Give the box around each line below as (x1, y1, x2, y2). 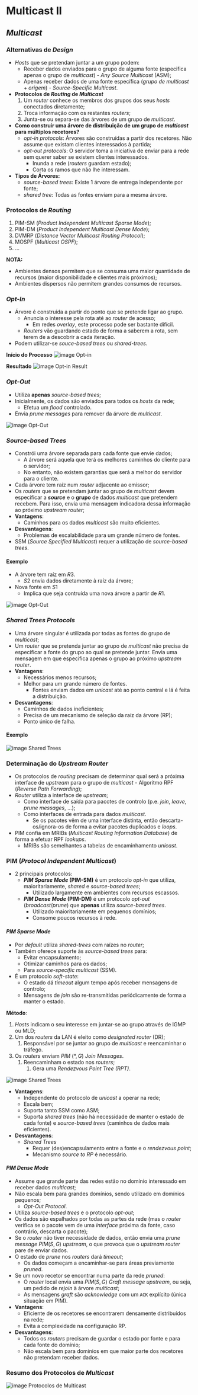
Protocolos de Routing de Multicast (14, 90, 103, 97)
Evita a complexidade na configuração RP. (23, 1322, 127, 1329)
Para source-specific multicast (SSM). (23, 966, 117, 973)
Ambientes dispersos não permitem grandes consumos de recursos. (14, 280, 182, 287)
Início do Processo (6, 351, 53, 359)
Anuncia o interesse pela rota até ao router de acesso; (23, 315, 155, 322)
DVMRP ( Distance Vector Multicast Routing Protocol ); (14, 232, 145, 239)
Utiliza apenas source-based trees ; (14, 391, 102, 398)
